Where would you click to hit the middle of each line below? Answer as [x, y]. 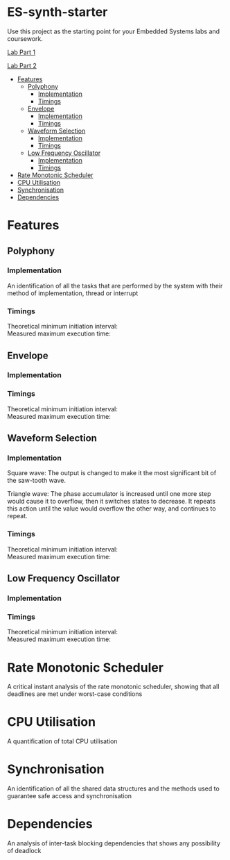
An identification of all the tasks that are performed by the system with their [115, 286]
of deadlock [24, 851]
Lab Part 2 [22, 65]
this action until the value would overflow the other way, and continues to [112, 508]
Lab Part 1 [21, 52]
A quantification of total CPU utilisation [62, 741]
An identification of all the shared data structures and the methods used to [113, 788]
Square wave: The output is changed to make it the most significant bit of [112, 473]
